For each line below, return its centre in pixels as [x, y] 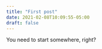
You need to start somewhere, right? [51, 40]
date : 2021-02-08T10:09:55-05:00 [48, 17]
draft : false [22, 23]
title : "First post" [32, 12]
